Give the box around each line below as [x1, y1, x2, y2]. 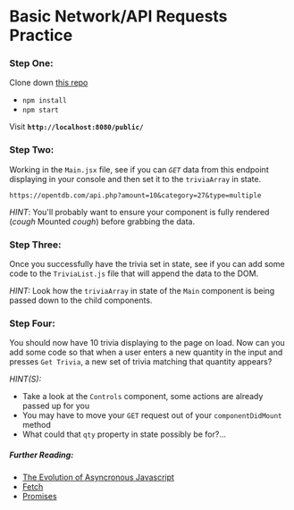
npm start [21, 105, 60, 115]
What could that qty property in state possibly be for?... [21, 429, 226, 439]
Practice [9, 25, 73, 46]
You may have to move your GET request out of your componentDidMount [21, 410, 282, 421]
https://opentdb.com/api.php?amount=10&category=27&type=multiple [9, 190, 262, 200]
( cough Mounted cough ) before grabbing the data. [9, 216, 195, 227]
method [21, 420, 52, 431]
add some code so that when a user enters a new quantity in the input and [9, 347, 283, 358]
